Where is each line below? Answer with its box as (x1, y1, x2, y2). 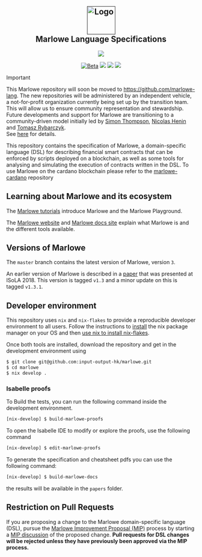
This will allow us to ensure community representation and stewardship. (6, 105, 184, 112)
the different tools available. (6, 225, 75, 232)
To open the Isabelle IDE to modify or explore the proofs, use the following (6, 427, 191, 434)
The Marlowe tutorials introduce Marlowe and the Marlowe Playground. (6, 207, 182, 214)
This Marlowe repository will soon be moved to (6, 85, 123, 93)
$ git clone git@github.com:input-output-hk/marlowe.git (6, 359, 152, 365)
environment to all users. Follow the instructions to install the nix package (6, 323, 188, 330)
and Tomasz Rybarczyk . (6, 124, 66, 131)
